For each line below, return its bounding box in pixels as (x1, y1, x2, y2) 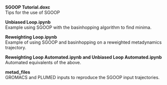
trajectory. (5, 45, 26, 50)
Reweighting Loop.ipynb (5, 34, 57, 40)
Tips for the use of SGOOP (5, 9, 60, 15)
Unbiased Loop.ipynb (5, 19, 51, 25)
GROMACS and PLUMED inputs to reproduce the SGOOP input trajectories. (5, 75, 160, 80)
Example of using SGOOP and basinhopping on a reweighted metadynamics (5, 39, 162, 45)
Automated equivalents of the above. (5, 60, 81, 65)
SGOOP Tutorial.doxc (5, 4, 50, 10)
